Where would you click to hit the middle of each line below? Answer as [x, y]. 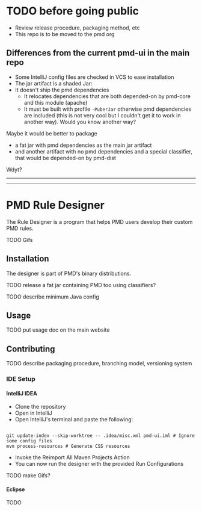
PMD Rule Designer [56, 205]
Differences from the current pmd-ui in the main [98, 53]
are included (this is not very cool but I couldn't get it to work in [102, 115]
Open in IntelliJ [33, 413]
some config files [29, 441]
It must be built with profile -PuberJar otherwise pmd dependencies [107, 109]
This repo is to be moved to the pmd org [65, 34]
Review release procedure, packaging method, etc [77, 28]
